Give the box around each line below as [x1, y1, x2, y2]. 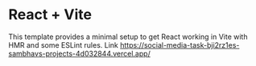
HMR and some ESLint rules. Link [8, 40, 119, 49]
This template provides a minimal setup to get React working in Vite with [8, 32, 248, 41]
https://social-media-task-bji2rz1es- [119, 40, 240, 49]
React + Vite [8, 6, 93, 24]
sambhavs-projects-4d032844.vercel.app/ [8, 49, 151, 58]
